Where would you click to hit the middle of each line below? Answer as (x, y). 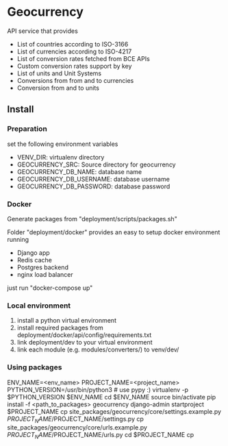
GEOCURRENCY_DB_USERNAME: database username (93, 179)
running (18, 239)
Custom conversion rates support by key (74, 66)
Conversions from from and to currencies (75, 80)
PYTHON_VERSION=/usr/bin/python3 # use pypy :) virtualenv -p (98, 389)
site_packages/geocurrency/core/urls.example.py (77, 428)
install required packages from (60, 328)
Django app (33, 252)
